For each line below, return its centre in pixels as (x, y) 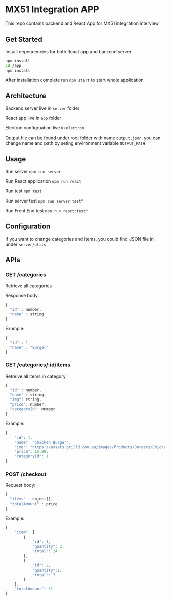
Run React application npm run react (44, 181)
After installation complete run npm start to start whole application (75, 80)
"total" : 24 (45, 551)
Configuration (28, 227)
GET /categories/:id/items (38, 365)
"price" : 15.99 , (32, 452)
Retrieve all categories (29, 286)
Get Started (24, 39)
